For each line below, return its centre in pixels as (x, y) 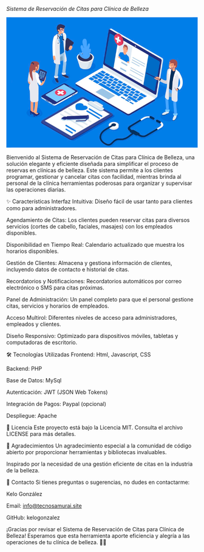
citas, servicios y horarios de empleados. (58, 306)
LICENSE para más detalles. (41, 433)
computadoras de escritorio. (42, 342)
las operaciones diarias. (36, 189)
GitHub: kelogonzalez (33, 517)
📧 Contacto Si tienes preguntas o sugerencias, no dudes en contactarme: (98, 482)
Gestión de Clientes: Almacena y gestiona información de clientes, (89, 263)
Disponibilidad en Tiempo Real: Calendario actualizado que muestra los (95, 244)
